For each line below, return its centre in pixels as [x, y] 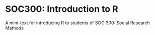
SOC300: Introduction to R [62, 9]
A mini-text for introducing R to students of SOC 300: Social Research [77, 23]
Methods [15, 28]
